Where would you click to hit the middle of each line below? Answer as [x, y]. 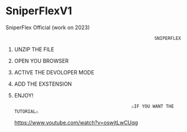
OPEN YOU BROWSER [41, 61]
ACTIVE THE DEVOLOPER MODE [54, 72]
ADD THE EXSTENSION [43, 84]
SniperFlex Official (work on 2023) [48, 27]
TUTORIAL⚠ [26, 111]
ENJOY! [24, 95]
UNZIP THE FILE [34, 49]
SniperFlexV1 [39, 11]
